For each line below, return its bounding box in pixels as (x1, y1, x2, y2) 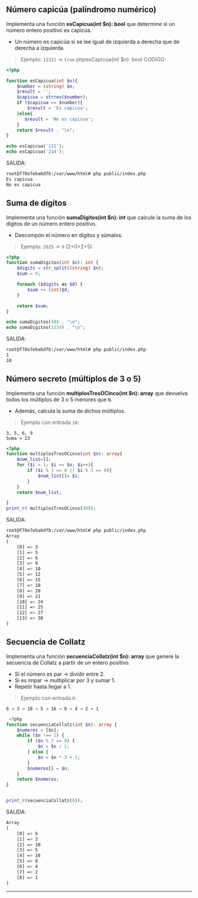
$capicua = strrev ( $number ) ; (16, 94, 88, 100)
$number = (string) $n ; (16, 83, 75, 89)
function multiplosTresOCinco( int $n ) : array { (6, 451, 123, 457)
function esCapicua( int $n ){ (6, 78, 78, 84)
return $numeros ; (16, 777, 60, 782)
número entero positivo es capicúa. (6, 27, 93, 34)
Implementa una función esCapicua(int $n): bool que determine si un (6, 20, 175, 27)
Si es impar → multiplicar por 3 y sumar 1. (14, 676, 116, 683)
